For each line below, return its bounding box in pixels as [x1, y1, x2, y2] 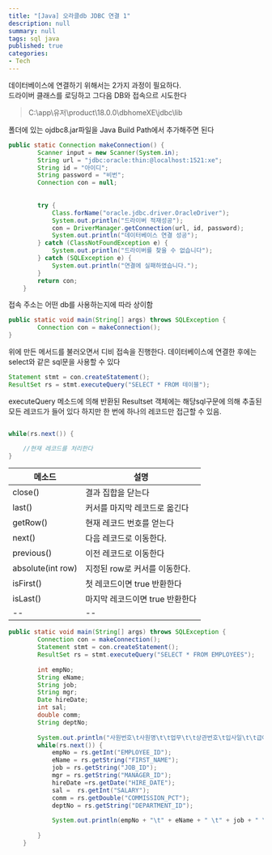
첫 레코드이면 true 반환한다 [85, 579, 182, 590]
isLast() [12, 593, 42, 605]
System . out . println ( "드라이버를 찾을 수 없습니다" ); [51, 246, 213, 255]
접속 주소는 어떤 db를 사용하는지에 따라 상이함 [8, 300, 154, 310]
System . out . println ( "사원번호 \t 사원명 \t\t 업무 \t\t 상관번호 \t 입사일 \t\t [37, 733, 257, 742]
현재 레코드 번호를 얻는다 [85, 518, 174, 529]
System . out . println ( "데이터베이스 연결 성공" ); [51, 232, 198, 240]
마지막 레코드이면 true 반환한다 [85, 593, 197, 605]
